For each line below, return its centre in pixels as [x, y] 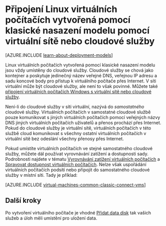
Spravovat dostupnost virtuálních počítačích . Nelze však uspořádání [76, 164]
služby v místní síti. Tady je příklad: [41, 175]
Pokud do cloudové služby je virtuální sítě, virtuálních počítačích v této [78, 128]
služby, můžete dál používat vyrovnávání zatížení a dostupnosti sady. [77, 154]
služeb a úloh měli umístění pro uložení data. [51, 218]
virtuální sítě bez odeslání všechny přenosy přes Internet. [65, 139]
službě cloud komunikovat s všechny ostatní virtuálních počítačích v [76, 133]
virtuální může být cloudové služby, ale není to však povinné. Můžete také [82, 86]
